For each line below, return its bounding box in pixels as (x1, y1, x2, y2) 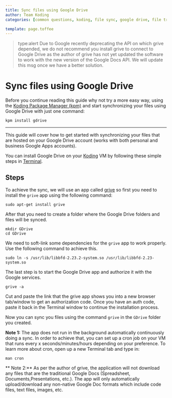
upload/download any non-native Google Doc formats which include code (5, 381, 161, 387)
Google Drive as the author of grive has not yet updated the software (17, 51, 164, 58)
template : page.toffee (5, 26, 54, 31)
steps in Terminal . (5, 158, 43, 164)
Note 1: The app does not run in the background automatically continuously (5, 330, 165, 335)
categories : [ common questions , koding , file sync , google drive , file (5, 17, 161, 22)
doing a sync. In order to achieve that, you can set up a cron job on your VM (5, 335, 166, 341)
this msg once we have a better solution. (17, 62, 104, 68)
